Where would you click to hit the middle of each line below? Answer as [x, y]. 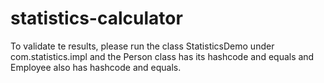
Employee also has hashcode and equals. [96, 67]
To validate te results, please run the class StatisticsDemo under [142, 46]
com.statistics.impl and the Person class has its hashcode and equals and [162, 56]
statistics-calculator [96, 18]
